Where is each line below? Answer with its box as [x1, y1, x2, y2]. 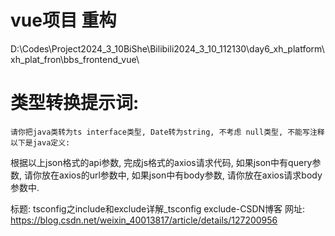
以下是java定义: [10, 137, 71, 148]
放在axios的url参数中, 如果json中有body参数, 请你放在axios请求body [41, 169, 323, 181]
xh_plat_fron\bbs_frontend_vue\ [10, 53, 140, 65]
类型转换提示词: [10, 92, 140, 115]
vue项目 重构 [10, 9, 117, 32]
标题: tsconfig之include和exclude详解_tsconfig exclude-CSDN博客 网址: [10, 202, 306, 215]
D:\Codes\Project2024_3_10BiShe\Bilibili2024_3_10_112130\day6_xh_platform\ [10, 42, 325, 55]
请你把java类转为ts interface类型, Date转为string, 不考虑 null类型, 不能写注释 [10, 127, 325, 137]
